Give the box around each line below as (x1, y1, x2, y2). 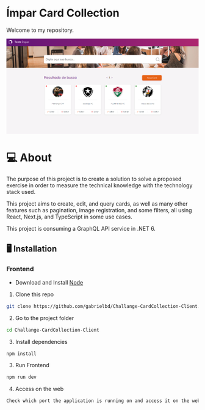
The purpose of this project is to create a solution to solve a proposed (6, 175, 182, 183)
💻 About (6, 151, 52, 165)
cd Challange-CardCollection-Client (6, 327, 99, 333)
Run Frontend (15, 362, 50, 369)
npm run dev (6, 374, 37, 381)
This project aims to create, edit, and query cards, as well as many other (6, 200, 188, 207)
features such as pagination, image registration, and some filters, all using (6, 207, 192, 214)
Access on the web (15, 386, 64, 393)
